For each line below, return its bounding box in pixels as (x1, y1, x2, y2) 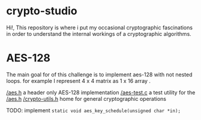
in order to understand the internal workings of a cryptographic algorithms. (6, 30, 192, 37)
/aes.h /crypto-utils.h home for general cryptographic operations (6, 95, 167, 102)
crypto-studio (6, 4, 77, 18)
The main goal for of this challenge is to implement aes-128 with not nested (6, 70, 193, 78)
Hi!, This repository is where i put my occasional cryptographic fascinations (6, 24, 193, 31)
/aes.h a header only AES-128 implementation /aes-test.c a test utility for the (6, 88, 196, 96)
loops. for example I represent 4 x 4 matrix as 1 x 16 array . (6, 77, 151, 84)
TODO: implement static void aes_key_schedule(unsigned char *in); (6, 106, 181, 114)
